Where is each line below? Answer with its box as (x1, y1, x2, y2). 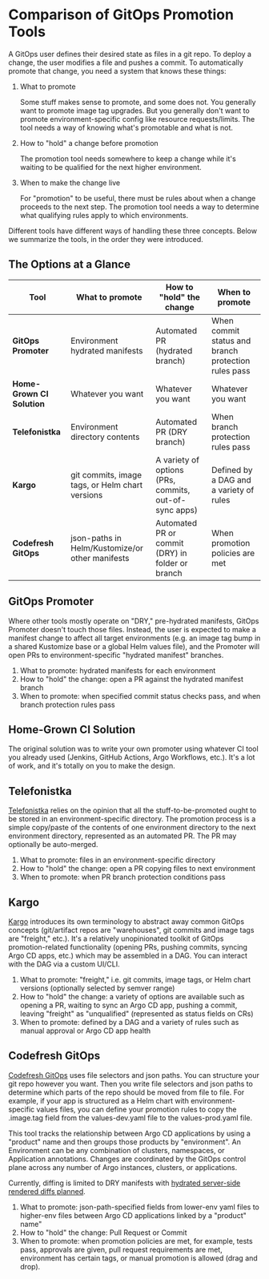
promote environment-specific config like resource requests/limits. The (19, 114, 255, 123)
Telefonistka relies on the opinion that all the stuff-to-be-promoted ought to (8, 805, 257, 815)
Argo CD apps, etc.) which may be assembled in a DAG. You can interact (8, 951, 248, 960)
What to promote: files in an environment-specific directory (19, 855, 216, 865)
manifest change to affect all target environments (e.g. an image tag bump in (8, 633, 261, 643)
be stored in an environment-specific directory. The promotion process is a (8, 814, 256, 824)
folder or (155, 557, 188, 568)
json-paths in (70, 532, 122, 543)
